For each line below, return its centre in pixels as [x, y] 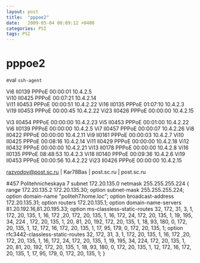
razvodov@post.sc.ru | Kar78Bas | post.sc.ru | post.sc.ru [76, 172]
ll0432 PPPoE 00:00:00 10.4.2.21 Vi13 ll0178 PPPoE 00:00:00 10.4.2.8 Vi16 [98, 148]
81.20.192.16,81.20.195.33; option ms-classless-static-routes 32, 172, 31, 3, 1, [100, 209]
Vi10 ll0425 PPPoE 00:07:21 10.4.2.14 [51, 98]
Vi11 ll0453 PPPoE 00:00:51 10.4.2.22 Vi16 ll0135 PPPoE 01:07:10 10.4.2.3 [95, 105]
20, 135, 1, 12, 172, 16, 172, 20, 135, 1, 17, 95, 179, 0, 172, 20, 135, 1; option [95, 228]
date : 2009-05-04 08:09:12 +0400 [50, 23]
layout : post [22, 12]
